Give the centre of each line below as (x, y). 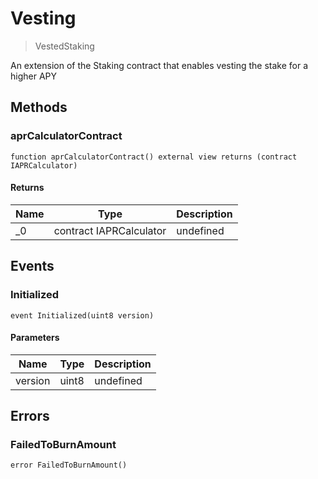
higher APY (34, 76)
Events (32, 266)
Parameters (35, 338)
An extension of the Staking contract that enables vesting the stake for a (159, 65)
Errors (30, 416)
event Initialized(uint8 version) (82, 315)
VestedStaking (64, 46)
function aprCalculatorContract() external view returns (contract (154, 157)
